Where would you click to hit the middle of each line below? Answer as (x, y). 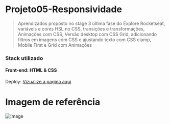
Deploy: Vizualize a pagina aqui (38, 82)
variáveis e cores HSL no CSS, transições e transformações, (81, 28)
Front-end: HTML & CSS (31, 70)
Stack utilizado (24, 58)
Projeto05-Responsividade (64, 9)
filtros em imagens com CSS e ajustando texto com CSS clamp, (84, 40)
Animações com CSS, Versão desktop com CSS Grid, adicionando (87, 34)
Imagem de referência (53, 102)
